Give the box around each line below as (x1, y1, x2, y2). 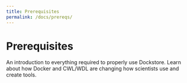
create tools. (6, 71, 37, 78)
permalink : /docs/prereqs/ (6, 14, 73, 20)
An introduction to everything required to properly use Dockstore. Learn (6, 59, 182, 66)
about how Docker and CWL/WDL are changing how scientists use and (6, 65, 179, 72)
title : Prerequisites (6, 8, 60, 15)
